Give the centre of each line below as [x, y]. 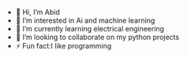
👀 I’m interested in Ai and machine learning [85, 20]
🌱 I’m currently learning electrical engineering [90, 29]
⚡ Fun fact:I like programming [64, 46]
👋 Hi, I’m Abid [38, 12]
